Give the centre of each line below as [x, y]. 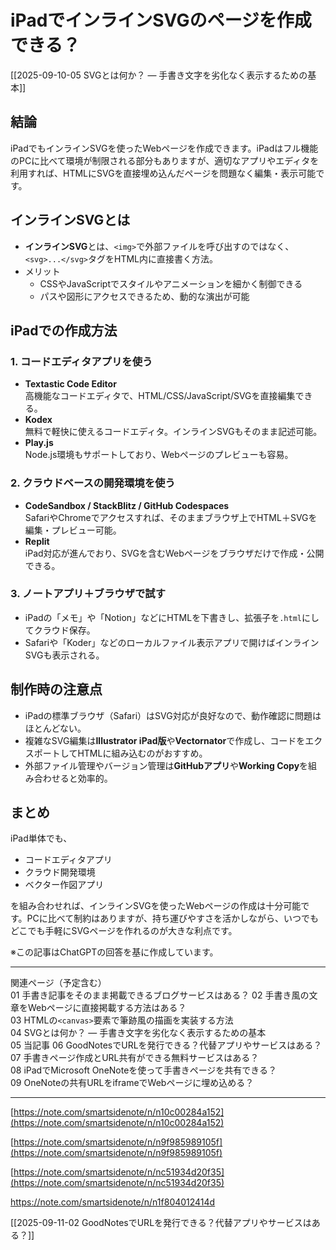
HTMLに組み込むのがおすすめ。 [142, 753]
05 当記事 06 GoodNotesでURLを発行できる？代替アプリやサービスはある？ [166, 1045]
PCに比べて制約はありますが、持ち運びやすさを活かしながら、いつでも [172, 918]
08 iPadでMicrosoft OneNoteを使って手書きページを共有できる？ [144, 1070]
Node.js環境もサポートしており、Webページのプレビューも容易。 [159, 455]
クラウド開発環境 [60, 872]
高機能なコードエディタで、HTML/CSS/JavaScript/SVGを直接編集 [160, 396]
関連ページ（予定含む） [58, 983]
